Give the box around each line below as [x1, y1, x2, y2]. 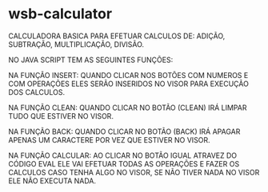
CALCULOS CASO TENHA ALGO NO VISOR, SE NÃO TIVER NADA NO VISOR [8, 167, 260, 177]
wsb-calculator [8, 5, 113, 23]
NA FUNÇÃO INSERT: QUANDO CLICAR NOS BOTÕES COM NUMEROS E [8, 70, 249, 80]
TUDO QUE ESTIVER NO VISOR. [8, 111, 114, 120]
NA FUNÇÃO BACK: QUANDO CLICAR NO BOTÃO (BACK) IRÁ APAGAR [8, 127, 241, 136]
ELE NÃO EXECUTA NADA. [8, 176, 97, 186]
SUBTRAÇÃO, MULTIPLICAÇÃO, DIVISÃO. [8, 39, 145, 49]
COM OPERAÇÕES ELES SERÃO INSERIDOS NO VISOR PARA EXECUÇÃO [8, 79, 250, 88]
